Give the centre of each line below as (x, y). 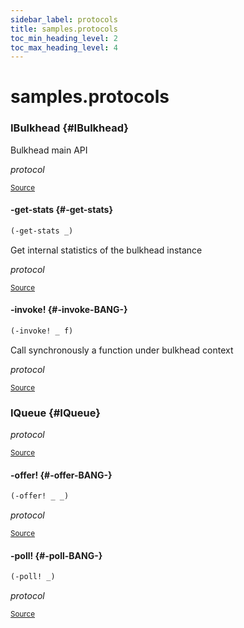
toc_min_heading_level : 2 (64, 38)
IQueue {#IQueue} (55, 413)
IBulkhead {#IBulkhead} (69, 128)
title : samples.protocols (64, 29)
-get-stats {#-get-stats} (61, 210)
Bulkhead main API (49, 150)
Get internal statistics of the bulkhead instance (106, 250)
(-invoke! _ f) (42, 331)
